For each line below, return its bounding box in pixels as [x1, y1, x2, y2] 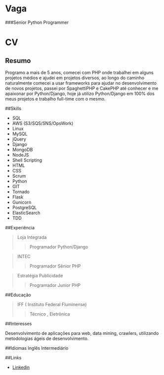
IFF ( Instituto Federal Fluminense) [17, 301, 87, 307]
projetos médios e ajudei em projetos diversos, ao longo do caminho [5, 75, 145, 81]
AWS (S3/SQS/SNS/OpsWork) [12, 120, 74, 126]
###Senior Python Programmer [5, 19, 69, 25]
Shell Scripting [12, 157, 42, 163]
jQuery [12, 136, 26, 142]
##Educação [5, 292, 31, 298]
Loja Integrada [17, 234, 47, 240]
